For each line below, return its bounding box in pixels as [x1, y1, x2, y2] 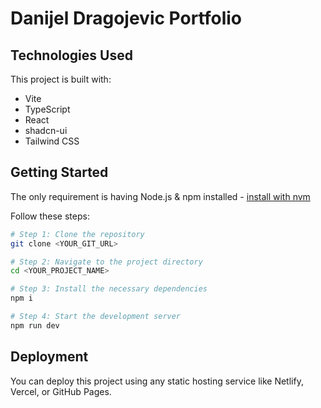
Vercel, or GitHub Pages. [10, 385, 112, 397]
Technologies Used [10, 47, 133, 64]
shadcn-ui [24, 125, 68, 136]
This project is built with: [10, 73, 112, 85]
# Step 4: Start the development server [10, 312, 182, 322]
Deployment [10, 348, 89, 366]
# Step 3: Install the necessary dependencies [10, 284, 208, 294]
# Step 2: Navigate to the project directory [10, 257, 203, 267]
